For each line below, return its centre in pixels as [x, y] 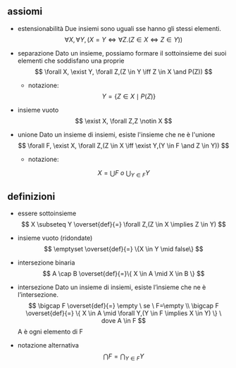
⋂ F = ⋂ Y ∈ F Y [124, 357]
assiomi [25, 12]
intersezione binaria [46, 262]
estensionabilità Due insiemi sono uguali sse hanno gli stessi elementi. [119, 28]
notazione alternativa [48, 345]
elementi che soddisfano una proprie [71, 61]
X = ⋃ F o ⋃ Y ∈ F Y [124, 173]
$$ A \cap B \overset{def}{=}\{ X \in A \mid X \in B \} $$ [124, 274]
